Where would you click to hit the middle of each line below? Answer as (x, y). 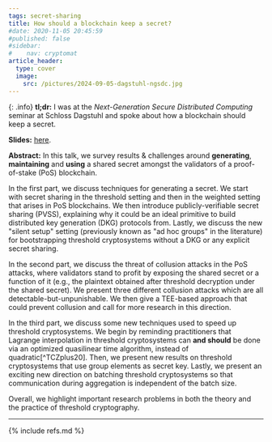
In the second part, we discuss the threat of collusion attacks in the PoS (128, 264)
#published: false (39, 38)
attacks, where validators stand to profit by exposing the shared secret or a (134, 273)
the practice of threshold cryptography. (74, 407)
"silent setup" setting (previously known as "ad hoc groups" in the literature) (136, 231)
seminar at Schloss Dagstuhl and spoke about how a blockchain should (127, 115)
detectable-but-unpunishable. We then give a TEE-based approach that (128, 298)
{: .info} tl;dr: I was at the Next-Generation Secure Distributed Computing (131, 107)
